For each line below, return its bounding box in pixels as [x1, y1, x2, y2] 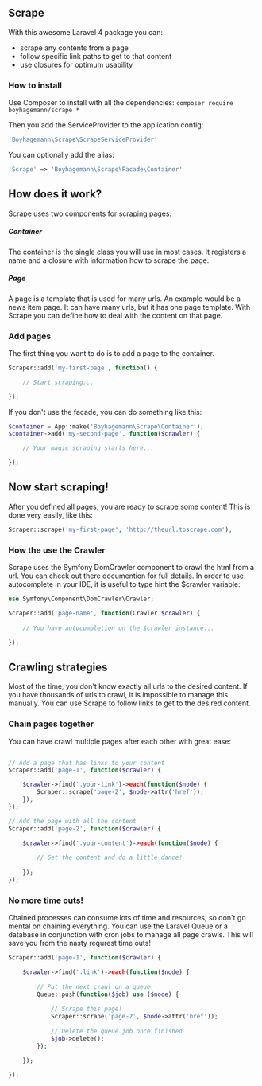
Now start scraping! [8, 481, 109, 494]
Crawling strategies [8, 660, 108, 674]
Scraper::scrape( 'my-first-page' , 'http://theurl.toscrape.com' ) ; [8, 525, 233, 533]
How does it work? [8, 187, 102, 201]
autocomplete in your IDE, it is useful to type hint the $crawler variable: [8, 580, 241, 589]
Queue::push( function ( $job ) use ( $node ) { [37, 990, 179, 998]
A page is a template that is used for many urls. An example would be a [8, 294, 241, 303]
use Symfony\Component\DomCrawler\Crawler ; [8, 595, 155, 604]
